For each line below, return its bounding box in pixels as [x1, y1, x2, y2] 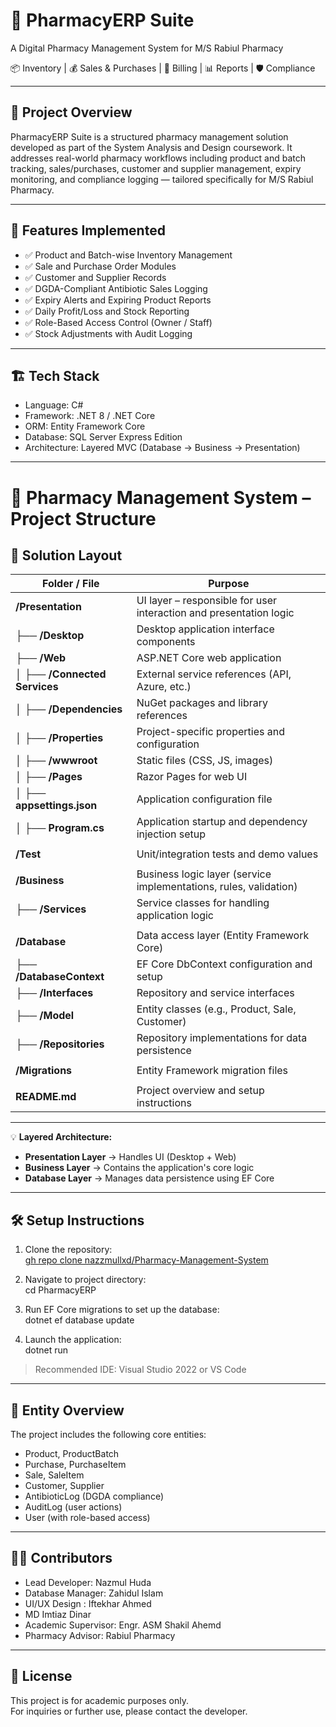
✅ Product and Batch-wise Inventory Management [24, 249, 233, 261]
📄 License [10, 1668, 73, 1685]
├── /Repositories [15, 1037, 105, 1051]
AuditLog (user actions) [24, 1501, 123, 1513]
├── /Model [15, 1009, 75, 1023]
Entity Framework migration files [136, 1064, 289, 1078]
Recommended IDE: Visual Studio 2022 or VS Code [34, 1364, 247, 1376]
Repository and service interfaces [136, 986, 295, 1000]
